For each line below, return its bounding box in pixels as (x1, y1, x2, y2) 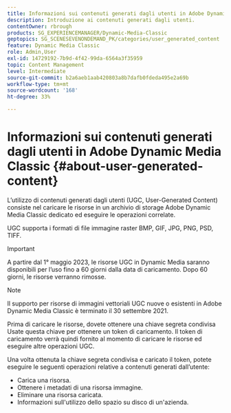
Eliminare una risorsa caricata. (16, 390, 103, 399)
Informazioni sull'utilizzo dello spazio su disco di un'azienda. (16, 398, 189, 406)
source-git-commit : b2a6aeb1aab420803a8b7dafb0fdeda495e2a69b (7, 74, 189, 81)
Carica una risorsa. (16, 376, 71, 384)
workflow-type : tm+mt (7, 81, 69, 88)
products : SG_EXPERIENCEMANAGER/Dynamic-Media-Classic (7, 29, 168, 37)
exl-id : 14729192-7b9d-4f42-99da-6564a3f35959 (7, 55, 143, 62)
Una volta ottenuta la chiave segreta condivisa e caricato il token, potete (7, 355, 212, 363)
